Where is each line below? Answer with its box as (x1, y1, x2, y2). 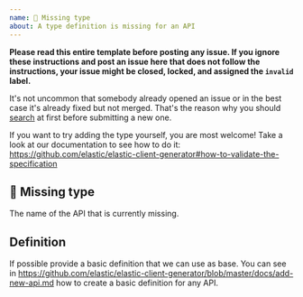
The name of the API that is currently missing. (9, 209, 179, 219)
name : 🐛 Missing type (9, 13, 91, 23)
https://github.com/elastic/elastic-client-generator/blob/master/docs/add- (17, 268, 294, 279)
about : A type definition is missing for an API (9, 22, 196, 31)
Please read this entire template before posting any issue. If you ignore (9, 46, 280, 57)
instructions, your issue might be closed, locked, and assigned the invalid (9, 65, 294, 77)
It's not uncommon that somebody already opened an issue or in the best (9, 92, 282, 104)
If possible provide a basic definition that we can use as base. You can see (9, 258, 287, 269)
